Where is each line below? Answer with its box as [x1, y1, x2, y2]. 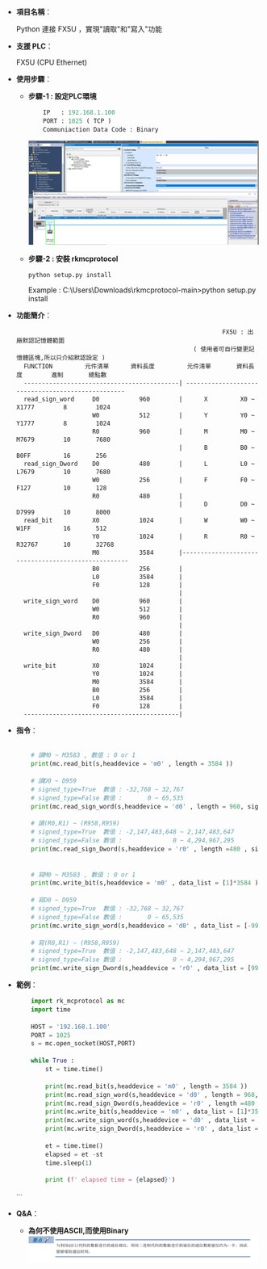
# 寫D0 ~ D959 [31, 896, 77, 905]
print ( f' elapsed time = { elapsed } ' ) [45, 1176, 176, 1184]
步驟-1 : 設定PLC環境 [27, 91, 97, 101]
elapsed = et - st [45, 1150, 103, 1158]
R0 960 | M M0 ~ [92, 427, 256, 436]
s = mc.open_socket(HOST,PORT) [31, 1040, 136, 1048]
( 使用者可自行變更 [193, 346, 249, 354]
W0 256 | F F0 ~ [92, 476, 256, 485]
